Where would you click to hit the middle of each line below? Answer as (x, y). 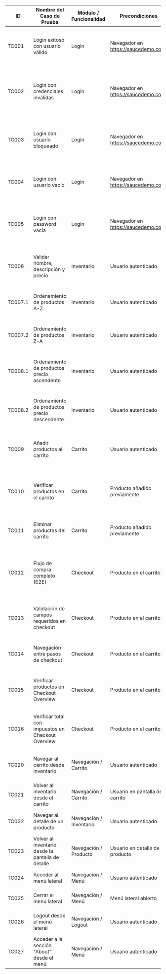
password (45, 224)
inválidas (44, 97)
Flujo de (43, 563)
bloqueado (46, 146)
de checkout (48, 660)
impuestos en (49, 729)
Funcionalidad (88, 19)
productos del (49, 530)
